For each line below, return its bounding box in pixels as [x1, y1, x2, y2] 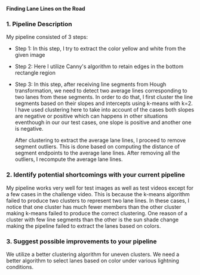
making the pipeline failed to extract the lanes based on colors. [6, 222, 161, 229]
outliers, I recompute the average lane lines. [14, 156, 124, 163]
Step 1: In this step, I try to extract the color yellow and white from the [14, 45, 186, 52]
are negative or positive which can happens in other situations [14, 113, 168, 120]
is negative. [14, 125, 44, 132]
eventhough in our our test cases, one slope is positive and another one [14, 119, 192, 126]
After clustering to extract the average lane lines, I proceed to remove [14, 137, 186, 144]
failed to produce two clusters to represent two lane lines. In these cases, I [6, 197, 190, 204]
